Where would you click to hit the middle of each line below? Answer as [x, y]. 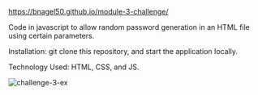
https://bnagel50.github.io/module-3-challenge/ [88, 12]
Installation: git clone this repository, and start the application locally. [123, 51]
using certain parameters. [52, 36]
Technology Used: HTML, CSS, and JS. [74, 67]
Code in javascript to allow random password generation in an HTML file [129, 27]
